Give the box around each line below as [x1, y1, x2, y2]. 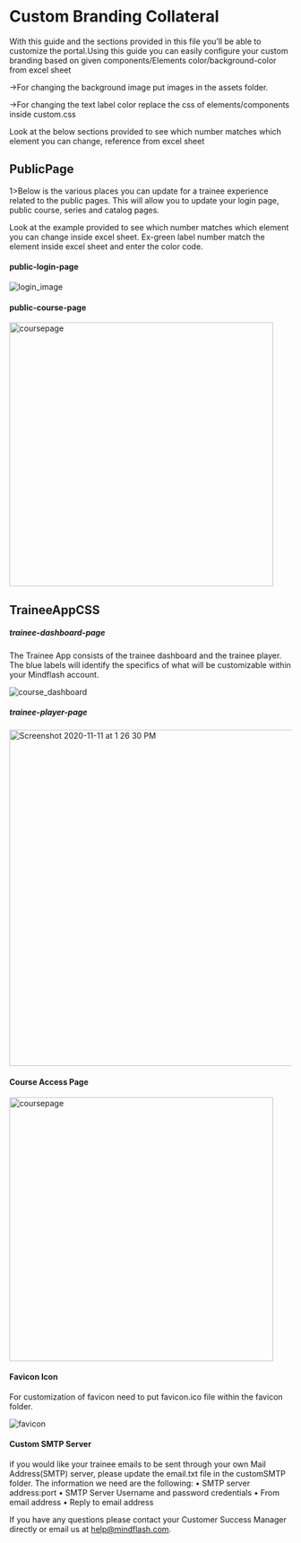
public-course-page [9, 302, 87, 313]
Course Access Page [9, 1077, 90, 1088]
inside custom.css [9, 108, 76, 119]
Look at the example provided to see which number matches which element [9, 221, 289, 232]
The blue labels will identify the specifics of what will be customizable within [9, 659, 291, 670]
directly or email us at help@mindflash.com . [9, 1524, 172, 1535]
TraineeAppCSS [9, 602, 100, 618]
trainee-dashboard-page [9, 628, 106, 638]
